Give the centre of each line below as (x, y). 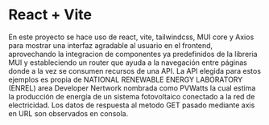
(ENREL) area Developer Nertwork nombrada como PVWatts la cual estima (132, 88)
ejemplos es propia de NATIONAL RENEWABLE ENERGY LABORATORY (126, 79)
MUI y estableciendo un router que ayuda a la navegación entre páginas (128, 62)
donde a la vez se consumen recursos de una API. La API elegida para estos (135, 71)
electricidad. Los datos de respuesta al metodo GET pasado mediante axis (132, 105)
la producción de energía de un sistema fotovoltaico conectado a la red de (132, 96)
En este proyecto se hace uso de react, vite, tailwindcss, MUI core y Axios (131, 37)
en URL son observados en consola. (68, 113)
